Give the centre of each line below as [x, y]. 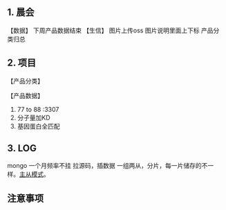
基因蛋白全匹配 [38, 126]
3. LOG [22, 148]
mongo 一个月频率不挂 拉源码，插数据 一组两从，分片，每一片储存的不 [107, 166]
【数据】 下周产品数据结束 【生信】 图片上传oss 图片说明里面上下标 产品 [110, 30]
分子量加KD [34, 117]
